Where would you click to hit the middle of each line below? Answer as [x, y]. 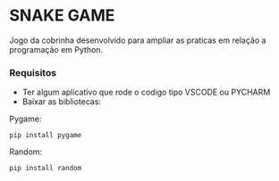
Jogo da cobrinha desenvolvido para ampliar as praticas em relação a [138, 40]
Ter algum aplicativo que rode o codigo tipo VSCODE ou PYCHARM [146, 92]
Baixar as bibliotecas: [61, 102]
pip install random [46, 169]
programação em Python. [56, 49]
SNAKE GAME [62, 16]
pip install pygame [46, 136]
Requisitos [33, 72]
